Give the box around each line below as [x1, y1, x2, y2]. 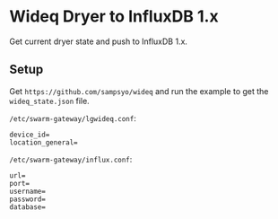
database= [9, 202, 47, 212]
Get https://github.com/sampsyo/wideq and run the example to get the [9, 85, 269, 96]
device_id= [9, 130, 50, 139]
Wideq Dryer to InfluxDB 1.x [9, 6, 219, 27]
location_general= [9, 137, 78, 147]
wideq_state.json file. [9, 95, 90, 106]
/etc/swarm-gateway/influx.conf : [9, 153, 133, 164]
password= [9, 195, 47, 204]
